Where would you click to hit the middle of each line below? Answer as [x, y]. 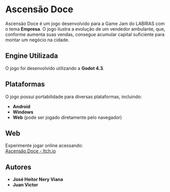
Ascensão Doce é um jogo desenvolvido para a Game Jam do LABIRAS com [85, 23]
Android [21, 106]
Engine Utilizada [32, 56]
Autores [18, 167]
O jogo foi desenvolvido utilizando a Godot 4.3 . [55, 68]
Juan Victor [25, 185]
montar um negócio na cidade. [37, 40]
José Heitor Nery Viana [38, 179]
